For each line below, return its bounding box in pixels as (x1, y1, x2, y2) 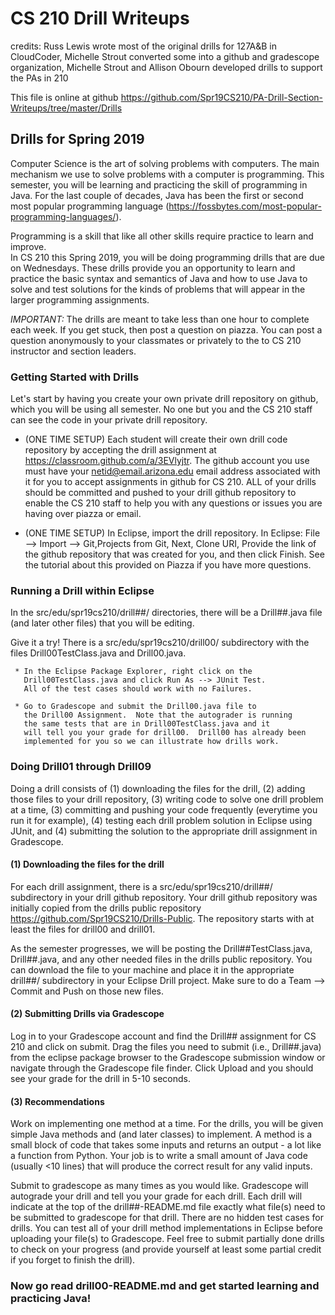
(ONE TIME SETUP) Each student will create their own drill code (24, 433, 288, 446)
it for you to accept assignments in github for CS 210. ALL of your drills (24, 476, 317, 488)
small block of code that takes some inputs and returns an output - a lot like (10, 1139, 322, 1151)
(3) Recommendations (10, 1095, 105, 1107)
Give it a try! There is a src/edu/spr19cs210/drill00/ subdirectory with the (10, 637, 310, 649)
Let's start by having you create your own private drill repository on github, (10, 393, 319, 405)
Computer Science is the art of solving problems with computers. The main (10, 157, 320, 169)
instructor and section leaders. (10, 345, 137, 357)
